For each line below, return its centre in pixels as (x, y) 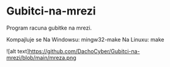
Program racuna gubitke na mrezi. (49, 28)
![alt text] (18, 51)
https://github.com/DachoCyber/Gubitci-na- (84, 51)
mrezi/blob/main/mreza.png (41, 57)
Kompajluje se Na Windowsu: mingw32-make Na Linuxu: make (85, 39)
